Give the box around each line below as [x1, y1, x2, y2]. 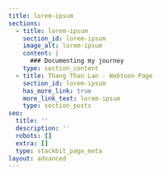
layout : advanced [8, 154, 67, 162]
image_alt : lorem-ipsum [23, 42, 103, 50]
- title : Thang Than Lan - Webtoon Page [15, 72, 153, 80]
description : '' [15, 124, 70, 132]
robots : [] [15, 131, 52, 140]
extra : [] [15, 139, 48, 148]
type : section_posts [23, 102, 92, 110]
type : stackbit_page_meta [15, 147, 103, 155]
